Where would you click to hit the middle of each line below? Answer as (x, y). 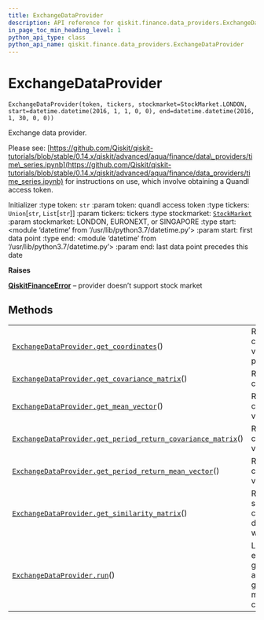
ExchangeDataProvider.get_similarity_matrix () (100, 513)
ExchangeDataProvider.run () (64, 574)
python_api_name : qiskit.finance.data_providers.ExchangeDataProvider (126, 45)
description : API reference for (61, 23)
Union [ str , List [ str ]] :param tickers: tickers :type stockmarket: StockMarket (130, 214)
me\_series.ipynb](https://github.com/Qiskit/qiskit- (90, 165)
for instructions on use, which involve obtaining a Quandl (158, 182)
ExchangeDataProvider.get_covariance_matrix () (100, 378)
